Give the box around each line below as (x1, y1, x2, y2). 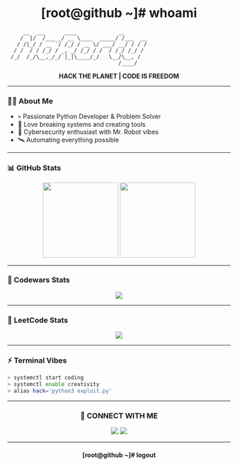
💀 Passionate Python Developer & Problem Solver (17, 112, 161, 121)
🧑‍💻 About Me (7, 96, 53, 106)
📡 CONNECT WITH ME (80, 411, 158, 421)
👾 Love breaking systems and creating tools (17, 120, 146, 129)
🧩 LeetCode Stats (7, 315, 69, 325)
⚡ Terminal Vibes (7, 356, 67, 365)
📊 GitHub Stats (7, 163, 62, 173)
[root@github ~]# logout (82, 450, 156, 459)
